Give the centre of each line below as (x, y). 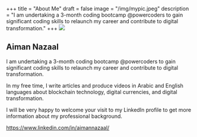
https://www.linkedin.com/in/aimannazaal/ (58, 127)
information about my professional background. (64, 116)
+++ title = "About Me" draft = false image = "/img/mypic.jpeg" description (98, 9)
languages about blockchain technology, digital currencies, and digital (92, 92)
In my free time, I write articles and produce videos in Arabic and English (95, 85)
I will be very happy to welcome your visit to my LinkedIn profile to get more (99, 110)
